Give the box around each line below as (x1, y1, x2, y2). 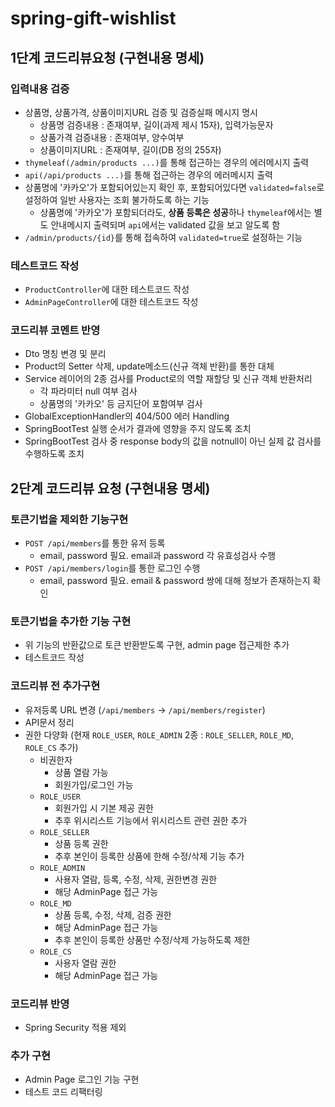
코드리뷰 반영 (10, 997, 70, 1011)
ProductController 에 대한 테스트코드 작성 (24, 283, 190, 296)
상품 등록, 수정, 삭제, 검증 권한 (54, 908, 172, 921)
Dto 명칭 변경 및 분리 (24, 348, 107, 360)
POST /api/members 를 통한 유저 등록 (24, 537, 166, 549)
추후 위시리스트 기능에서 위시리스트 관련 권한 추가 (54, 814, 248, 826)
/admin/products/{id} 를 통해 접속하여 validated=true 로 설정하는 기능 (24, 231, 303, 243)
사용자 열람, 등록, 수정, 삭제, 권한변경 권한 (54, 873, 218, 885)
